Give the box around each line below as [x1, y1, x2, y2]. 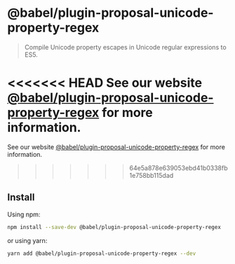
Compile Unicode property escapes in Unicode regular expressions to [24, 43, 227, 51]
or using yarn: [7, 236, 48, 244]
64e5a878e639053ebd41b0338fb [129, 163, 228, 172]
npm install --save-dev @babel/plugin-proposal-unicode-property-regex [7, 223, 221, 230]
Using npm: [7, 210, 41, 218]
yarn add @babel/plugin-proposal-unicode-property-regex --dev [7, 250, 196, 257]
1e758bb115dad [129, 171, 174, 179]
